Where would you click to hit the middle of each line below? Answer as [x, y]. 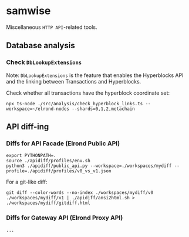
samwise [28, 11]
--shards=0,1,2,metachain [103, 109]
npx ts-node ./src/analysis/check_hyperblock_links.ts [75, 104]
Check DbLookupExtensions [44, 62]
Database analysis [41, 46]
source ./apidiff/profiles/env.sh [48, 161]
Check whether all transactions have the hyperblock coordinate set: [88, 93]
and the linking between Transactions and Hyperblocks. [74, 81]
